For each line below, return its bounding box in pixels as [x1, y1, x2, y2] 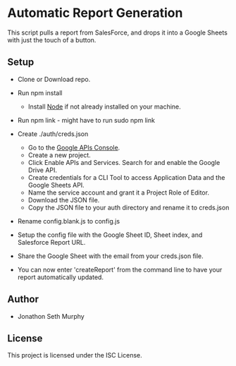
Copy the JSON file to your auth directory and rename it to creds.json [27, 203, 230, 212]
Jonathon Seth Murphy [17, 312, 85, 320]
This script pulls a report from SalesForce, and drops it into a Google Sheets [7, 28, 228, 37]
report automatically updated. [17, 273, 104, 281]
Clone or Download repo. [17, 75, 91, 83]
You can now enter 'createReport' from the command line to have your [17, 265, 223, 274]
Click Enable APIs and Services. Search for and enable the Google [27, 158, 221, 166]
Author [7, 293, 39, 305]
